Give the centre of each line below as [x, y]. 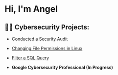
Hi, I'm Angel [31, 9]
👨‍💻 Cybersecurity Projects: [47, 27]
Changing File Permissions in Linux [47, 48]
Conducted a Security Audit [40, 39]
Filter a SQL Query [30, 58]
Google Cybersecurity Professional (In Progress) [62, 67]
